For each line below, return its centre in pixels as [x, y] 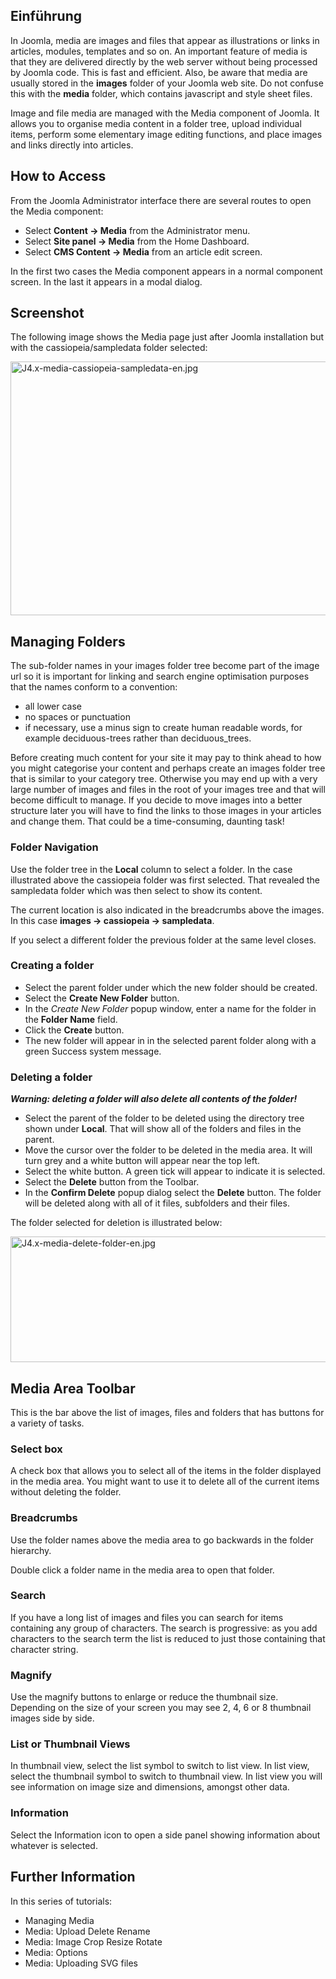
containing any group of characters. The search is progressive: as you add [164, 1628]
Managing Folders [68, 641]
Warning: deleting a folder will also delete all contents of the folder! [154, 1099]
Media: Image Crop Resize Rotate [93, 1941]
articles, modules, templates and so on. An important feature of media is [159, 51]
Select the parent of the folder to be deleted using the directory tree [164, 1118]
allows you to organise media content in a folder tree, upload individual [156, 123]
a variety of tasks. [47, 1423]
